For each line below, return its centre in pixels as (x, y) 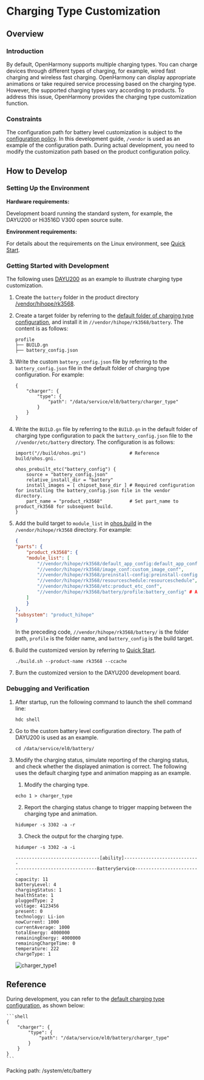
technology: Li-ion (40, 917)
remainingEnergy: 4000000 (48, 938)
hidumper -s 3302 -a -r (45, 824)
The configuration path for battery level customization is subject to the (94, 132)
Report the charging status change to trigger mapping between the (108, 807)
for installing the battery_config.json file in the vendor (93, 491)
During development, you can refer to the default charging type (86, 999)
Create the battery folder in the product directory (77, 298)
